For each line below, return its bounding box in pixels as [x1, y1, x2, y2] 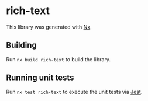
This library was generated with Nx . [6, 23, 92, 30]
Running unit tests [6, 73, 74, 83]
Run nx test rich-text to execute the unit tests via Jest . [6, 88, 143, 95]
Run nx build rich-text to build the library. [6, 55, 111, 62]
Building [6, 40, 37, 50]
